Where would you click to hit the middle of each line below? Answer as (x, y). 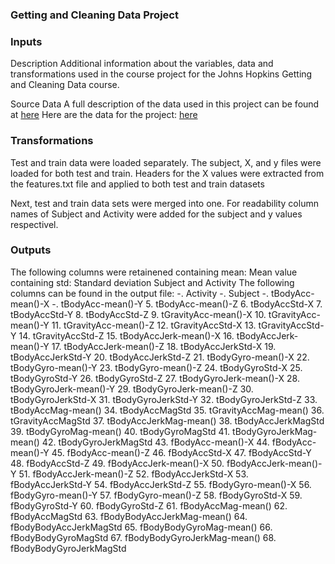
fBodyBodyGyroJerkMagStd (68, 548)
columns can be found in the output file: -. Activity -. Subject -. (140, 293)
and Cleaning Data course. (65, 85)
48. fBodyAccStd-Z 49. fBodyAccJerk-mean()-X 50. (117, 463)
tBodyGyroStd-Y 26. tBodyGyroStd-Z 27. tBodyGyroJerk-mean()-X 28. (155, 378)
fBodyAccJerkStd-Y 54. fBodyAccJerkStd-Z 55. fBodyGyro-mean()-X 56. (161, 484)
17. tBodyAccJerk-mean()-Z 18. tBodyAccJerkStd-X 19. (164, 346)
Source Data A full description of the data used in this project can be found (165, 104)
